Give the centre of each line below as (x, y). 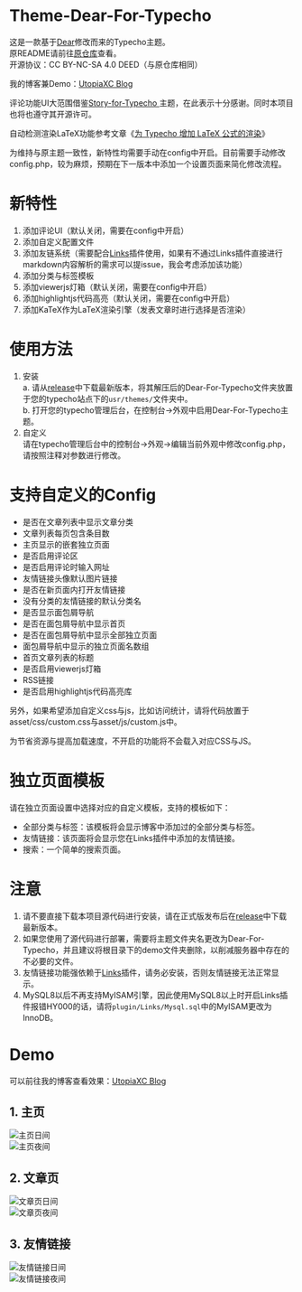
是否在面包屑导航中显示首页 (74, 623)
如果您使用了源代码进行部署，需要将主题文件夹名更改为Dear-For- (143, 938)
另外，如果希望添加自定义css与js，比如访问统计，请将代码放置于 (129, 710)
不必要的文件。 (50, 961)
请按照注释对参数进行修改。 (74, 455)
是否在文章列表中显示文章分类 (78, 521)
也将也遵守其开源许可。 (53, 114)
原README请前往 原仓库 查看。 (65, 53)
